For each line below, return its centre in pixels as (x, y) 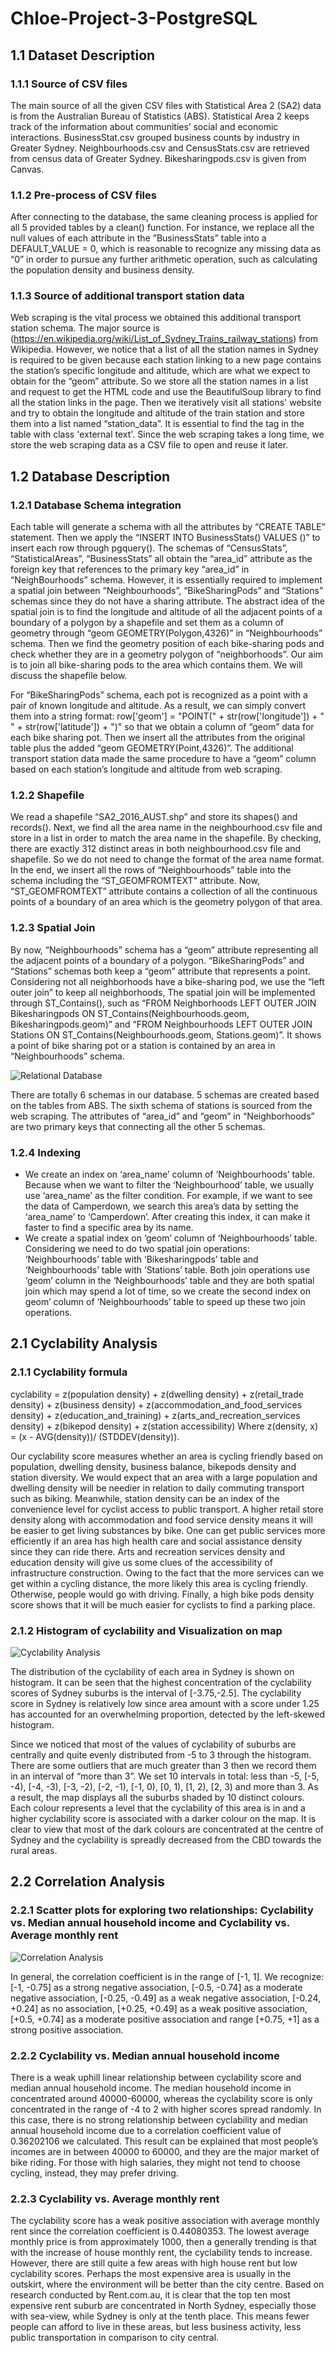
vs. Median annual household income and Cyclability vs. (150, 1923)
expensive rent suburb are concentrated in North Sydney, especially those (163, 2306)
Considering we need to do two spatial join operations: (137, 1249)
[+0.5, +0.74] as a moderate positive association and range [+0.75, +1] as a (165, 2019)
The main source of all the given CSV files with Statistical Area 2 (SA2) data (166, 105)
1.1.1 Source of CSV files (69, 84)
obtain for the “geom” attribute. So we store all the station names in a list (159, 381)
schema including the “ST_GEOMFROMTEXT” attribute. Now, (135, 881)
